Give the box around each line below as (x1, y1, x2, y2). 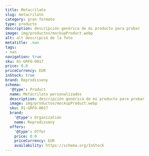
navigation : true (5, 54, 42, 59)
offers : (10, 124, 26, 129)
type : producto (5, 21, 37, 27)
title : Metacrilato (5, 7, 46, 13)
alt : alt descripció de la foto (5, 36, 73, 41)
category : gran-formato (5, 17, 55, 22)
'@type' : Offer (14, 129, 46, 134)
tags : (5, 45, 17, 50)
